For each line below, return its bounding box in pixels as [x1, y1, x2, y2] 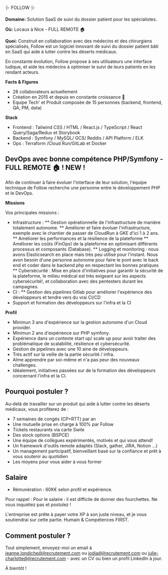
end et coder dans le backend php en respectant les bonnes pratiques [12, 262, 159, 268]
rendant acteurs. [5, 69, 40, 75]
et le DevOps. [5, 190, 34, 196]
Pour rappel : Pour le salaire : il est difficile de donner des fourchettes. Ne [5, 496, 158, 502]
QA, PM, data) [12, 105, 42, 110]
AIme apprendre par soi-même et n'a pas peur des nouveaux [12, 356, 140, 362]
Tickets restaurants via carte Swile [12, 426, 85, 432]
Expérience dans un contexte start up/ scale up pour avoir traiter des [12, 335, 156, 341]
